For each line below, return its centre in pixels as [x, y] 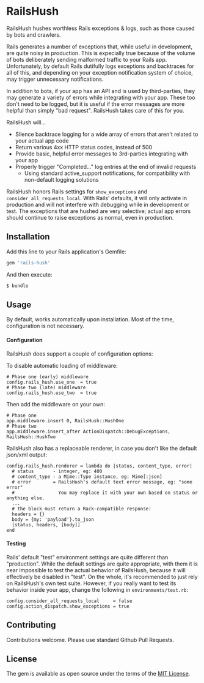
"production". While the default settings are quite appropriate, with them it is [102, 564]
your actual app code [42, 140]
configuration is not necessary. [45, 326]
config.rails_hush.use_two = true [52, 393]
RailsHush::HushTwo [31, 437]
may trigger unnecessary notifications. [55, 79]
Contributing [31, 625]
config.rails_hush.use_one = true [52, 382]
